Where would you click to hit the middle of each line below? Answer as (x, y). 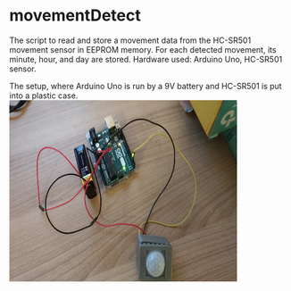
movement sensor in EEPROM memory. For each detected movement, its (143, 49)
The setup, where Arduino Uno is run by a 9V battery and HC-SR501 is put (146, 86)
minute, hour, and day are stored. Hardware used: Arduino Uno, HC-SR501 (146, 59)
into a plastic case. (44, 96)
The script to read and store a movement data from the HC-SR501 (130, 40)
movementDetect (75, 16)
